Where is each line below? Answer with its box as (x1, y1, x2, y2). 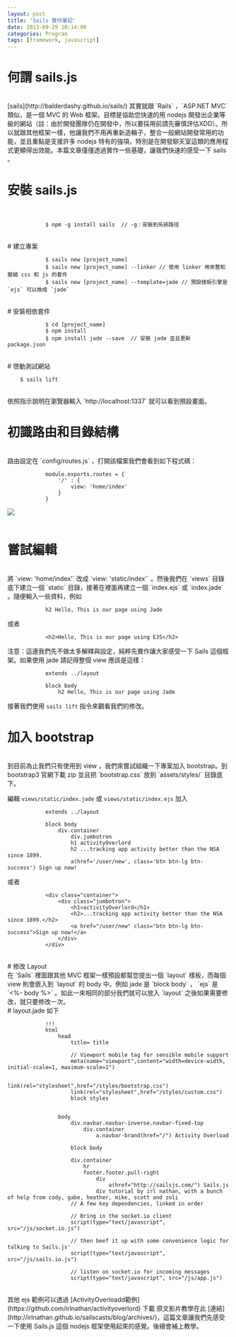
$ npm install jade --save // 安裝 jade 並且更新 (45, 335, 191, 342)
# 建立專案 (7, 242, 38, 250)
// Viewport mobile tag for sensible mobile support (70, 1051, 230, 1059)
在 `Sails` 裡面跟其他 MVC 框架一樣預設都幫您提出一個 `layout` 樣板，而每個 (7, 971, 226, 979)
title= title (70, 1039, 110, 1046)
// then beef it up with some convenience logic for (70, 1237, 230, 1244)
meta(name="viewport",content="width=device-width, (70, 1057, 226, 1064)
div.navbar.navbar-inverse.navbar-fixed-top (70, 1120, 203, 1127)
